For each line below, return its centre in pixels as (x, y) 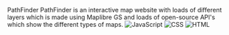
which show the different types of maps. (65, 24)
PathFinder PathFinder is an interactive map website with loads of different (114, 10)
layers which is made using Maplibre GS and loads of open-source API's (111, 17)
